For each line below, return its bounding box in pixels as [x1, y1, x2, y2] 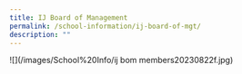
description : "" [9, 30, 71, 39]
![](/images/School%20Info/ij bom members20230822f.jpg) [9, 55, 234, 66]
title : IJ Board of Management [9, 13, 128, 23]
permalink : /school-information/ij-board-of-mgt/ [9, 22, 202, 31]
